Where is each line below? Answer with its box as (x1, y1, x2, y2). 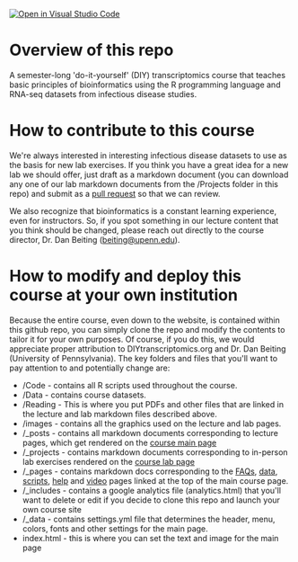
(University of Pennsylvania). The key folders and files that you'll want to (9, 352, 278, 363)
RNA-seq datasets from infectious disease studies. (9, 88, 197, 99)
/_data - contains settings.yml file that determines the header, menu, (22, 513, 276, 524)
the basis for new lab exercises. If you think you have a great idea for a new (9, 159, 289, 170)
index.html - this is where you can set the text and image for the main (22, 532, 279, 543)
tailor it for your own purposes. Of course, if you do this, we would (9, 334, 255, 344)
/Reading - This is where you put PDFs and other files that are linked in (22, 398, 285, 409)
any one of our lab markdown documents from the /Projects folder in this (9, 178, 278, 189)
